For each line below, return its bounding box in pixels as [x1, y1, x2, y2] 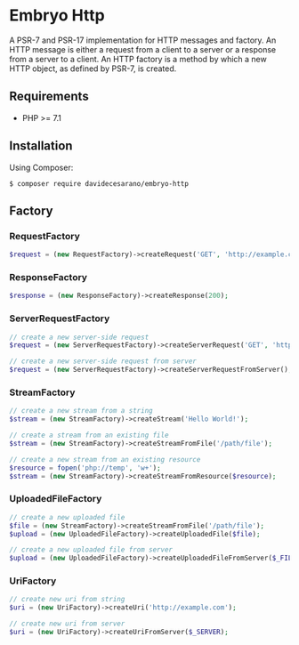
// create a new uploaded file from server [9, 545, 174, 554]
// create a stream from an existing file [9, 431, 169, 440]
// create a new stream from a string [9, 407, 153, 415]
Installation [9, 139, 73, 154]
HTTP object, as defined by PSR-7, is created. [9, 63, 177, 74]
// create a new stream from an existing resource [9, 455, 201, 464]
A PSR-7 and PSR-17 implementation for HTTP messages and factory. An [9, 35, 277, 45]
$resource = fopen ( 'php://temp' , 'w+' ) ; [9, 464, 162, 472]
